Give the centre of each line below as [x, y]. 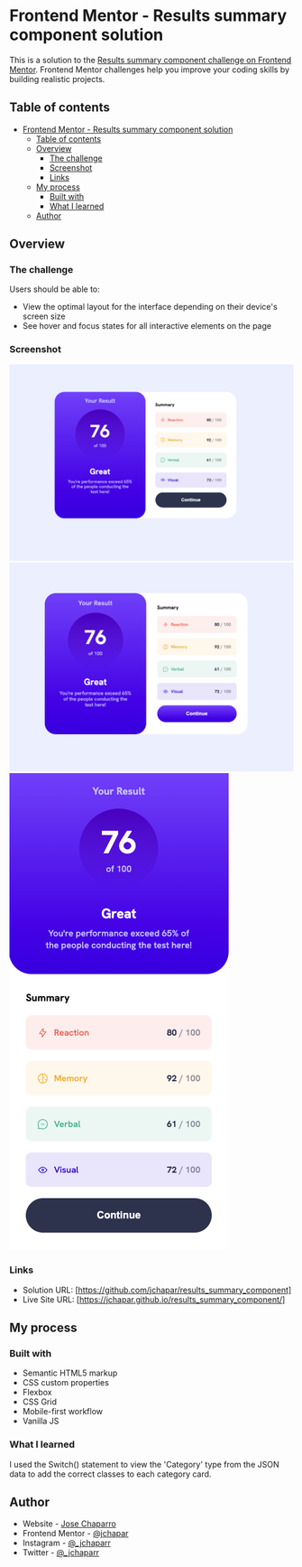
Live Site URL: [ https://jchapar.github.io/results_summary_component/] [154, 1299]
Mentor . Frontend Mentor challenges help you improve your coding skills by [150, 70]
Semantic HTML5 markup [70, 1373]
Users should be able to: [55, 289]
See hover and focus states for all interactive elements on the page [147, 326]
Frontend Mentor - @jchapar [75, 1534]
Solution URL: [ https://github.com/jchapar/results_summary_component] [157, 1290]
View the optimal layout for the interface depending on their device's [150, 307]
